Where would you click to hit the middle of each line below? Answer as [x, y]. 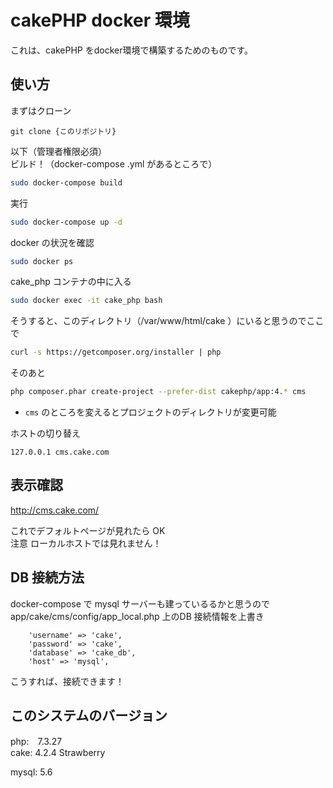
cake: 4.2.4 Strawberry [58, 753]
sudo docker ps [42, 261]
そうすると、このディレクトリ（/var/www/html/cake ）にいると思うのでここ [167, 321]
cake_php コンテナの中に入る [71, 282]
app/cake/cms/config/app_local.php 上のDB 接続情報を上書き [137, 616]
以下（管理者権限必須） [58, 151]
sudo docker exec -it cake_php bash [86, 301]
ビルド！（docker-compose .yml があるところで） [114, 163]
